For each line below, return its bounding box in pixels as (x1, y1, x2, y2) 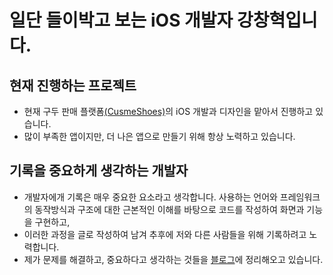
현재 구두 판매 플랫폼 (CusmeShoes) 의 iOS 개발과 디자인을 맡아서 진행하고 (23, 106, 314, 117)
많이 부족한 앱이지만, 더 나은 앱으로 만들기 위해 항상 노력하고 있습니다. (23, 131, 296, 142)
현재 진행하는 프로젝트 (9, 77, 137, 94)
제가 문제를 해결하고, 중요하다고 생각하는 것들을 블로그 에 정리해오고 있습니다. (23, 253, 324, 265)
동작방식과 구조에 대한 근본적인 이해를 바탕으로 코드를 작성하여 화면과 (34, 203, 305, 215)
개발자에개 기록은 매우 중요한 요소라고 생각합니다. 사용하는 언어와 (23, 191, 278, 203)
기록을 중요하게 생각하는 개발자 (9, 162, 189, 180)
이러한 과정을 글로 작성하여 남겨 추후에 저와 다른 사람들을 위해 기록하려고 (23, 228, 307, 240)
